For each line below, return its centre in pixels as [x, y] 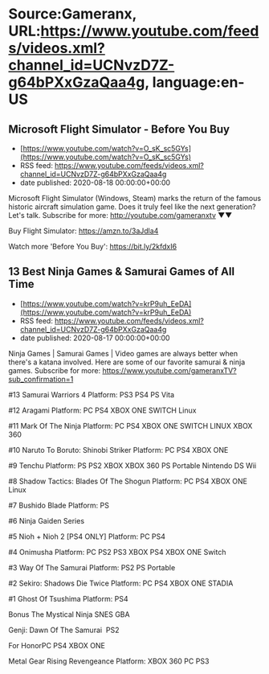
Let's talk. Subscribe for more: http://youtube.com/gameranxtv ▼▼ [120, 215]
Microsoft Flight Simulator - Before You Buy [119, 129]
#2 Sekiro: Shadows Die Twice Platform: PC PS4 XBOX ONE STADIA [121, 583]
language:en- [198, 82]
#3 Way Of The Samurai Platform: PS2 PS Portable [92, 567]
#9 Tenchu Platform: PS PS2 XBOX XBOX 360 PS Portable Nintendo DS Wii [132, 465]
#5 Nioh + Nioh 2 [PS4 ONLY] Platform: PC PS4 [87, 536]
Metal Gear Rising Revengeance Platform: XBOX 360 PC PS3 [109, 661]
